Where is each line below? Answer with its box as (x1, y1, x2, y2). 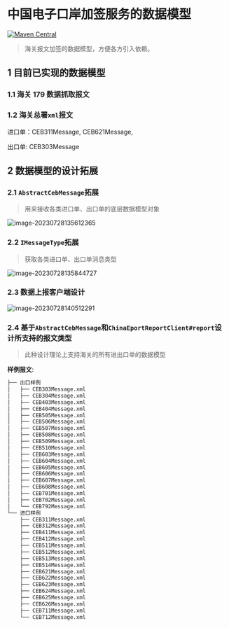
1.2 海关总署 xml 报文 (7, 110, 74, 120)
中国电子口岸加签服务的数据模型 (7, 6, 192, 22)
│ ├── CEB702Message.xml (7, 496, 86, 503)
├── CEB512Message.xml (20, 548, 86, 555)
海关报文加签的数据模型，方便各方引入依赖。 (24, 44, 154, 53)
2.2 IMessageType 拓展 (7, 237, 79, 247)
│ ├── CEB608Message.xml (7, 484, 86, 491)
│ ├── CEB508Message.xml (7, 431, 86, 438)
